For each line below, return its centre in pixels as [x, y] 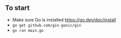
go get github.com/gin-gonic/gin [47, 25]
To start [17, 8]
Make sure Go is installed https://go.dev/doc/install [64, 19]
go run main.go [28, 30]
